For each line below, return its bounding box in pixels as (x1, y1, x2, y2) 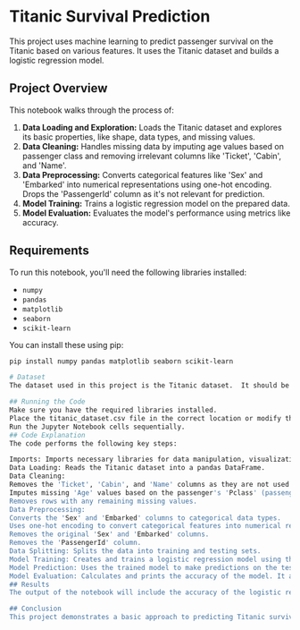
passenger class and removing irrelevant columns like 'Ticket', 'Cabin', (21, 150, 282, 161)
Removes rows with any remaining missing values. (9, 497, 198, 506)
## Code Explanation (9, 430, 87, 439)
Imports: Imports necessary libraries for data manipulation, (9, 455, 246, 464)
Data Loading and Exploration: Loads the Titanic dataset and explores (21, 122, 283, 132)
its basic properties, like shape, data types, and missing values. (21, 132, 256, 142)
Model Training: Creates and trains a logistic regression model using (9, 555, 281, 564)
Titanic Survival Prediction (9, 6, 211, 27)
